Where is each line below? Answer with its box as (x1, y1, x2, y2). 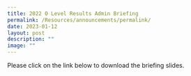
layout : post (7, 29, 45, 37)
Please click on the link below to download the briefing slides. (7, 61, 185, 69)
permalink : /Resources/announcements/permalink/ (7, 17, 151, 23)
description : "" (7, 36, 54, 43)
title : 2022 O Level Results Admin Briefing (7, 10, 139, 17)
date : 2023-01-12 (7, 23, 58, 30)
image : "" (7, 42, 36, 49)
